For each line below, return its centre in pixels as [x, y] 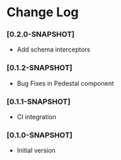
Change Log [43, 12]
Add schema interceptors [53, 49]
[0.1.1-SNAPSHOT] [39, 101]
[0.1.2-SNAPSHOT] [40, 68]
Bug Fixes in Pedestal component [65, 83]
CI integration [37, 117]
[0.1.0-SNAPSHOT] [40, 135]
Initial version [36, 150]
